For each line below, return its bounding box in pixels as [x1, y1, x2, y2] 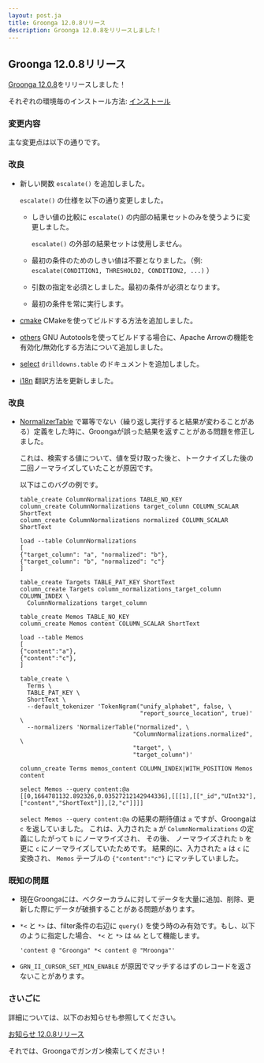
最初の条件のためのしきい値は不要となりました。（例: [31, 255, 203, 265]
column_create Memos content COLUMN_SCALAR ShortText [19, 620, 200, 628]
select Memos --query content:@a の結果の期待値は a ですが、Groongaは [19, 814, 257, 824]
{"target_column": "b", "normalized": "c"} [19, 558, 165, 566]
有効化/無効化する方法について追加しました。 [19, 342, 168, 352]
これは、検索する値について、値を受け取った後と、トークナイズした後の [19, 453, 254, 463]
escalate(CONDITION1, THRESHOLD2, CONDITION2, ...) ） [31, 265, 214, 274]
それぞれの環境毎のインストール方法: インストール [8, 96, 171, 106]
